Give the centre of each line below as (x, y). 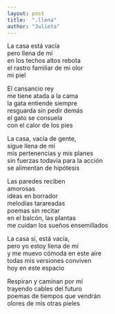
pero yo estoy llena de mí (43, 246)
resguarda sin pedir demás (45, 110)
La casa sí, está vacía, (39, 239)
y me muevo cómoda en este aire (54, 253)
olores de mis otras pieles (44, 304)
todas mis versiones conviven (49, 261)
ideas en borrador (33, 196)
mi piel (17, 75)
